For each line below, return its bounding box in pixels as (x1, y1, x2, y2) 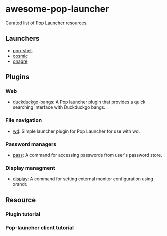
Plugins (5, 73, 30, 81)
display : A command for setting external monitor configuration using (12, 176, 154, 182)
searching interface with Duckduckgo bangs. (12, 104, 105, 110)
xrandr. (12, 181, 28, 187)
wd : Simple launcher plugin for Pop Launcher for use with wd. (12, 128, 140, 134)
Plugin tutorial (5, 211, 41, 218)
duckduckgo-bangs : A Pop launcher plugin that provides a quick (12, 99, 146, 105)
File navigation (5, 117, 42, 124)
